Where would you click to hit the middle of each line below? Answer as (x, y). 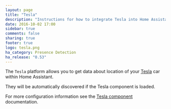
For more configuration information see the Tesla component (69, 96)
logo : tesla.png (22, 48)
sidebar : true (20, 29)
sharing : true (20, 39)
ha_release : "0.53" (26, 57)
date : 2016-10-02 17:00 (31, 24)
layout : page (19, 10)
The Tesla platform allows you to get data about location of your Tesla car (83, 71)
